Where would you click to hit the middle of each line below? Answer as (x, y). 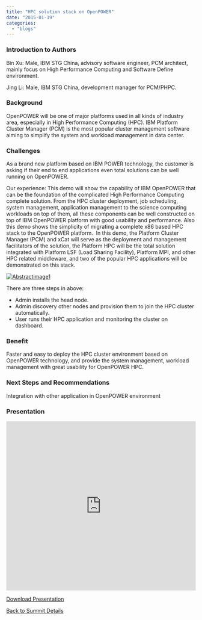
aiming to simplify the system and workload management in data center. (96, 135)
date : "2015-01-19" (31, 17)
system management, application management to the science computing (96, 208)
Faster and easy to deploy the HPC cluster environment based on (87, 354)
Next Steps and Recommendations (58, 383)
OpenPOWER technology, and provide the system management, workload (98, 361)
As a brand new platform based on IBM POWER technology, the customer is (100, 164)
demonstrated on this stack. (41, 265)
